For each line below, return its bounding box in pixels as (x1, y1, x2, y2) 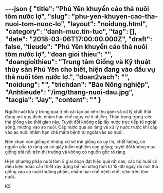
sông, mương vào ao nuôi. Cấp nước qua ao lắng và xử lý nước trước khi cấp (5, 124, 158, 130)
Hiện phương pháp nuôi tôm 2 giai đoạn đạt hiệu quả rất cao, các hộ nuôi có (5, 158, 158, 164)
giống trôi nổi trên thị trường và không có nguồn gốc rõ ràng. (5, 149, 127, 155)
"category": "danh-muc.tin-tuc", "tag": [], (5, 28, 137, 36)
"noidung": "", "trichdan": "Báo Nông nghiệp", (5, 80, 150, 89)
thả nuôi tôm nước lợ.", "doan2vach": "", (5, 73, 130, 81)
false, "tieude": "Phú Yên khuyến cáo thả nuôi (5, 43, 147, 51)
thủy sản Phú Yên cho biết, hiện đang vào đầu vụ (5, 65, 156, 74)
